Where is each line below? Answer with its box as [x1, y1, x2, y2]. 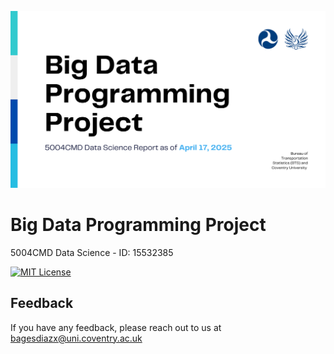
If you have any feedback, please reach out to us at [10, 321, 222, 333]
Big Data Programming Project [10, 214, 267, 236]
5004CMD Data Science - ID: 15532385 [10, 246, 174, 258]
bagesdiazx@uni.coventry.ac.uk [10, 332, 143, 344]
